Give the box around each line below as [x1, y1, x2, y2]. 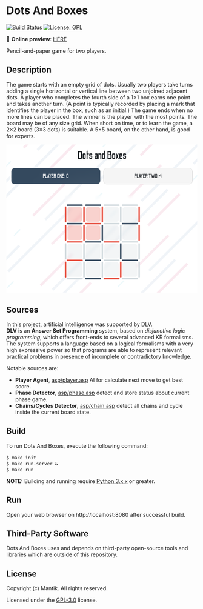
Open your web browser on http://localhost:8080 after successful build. [6, 511, 186, 518]
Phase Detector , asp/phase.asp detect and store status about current [15, 389, 190, 396]
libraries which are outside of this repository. [6, 551, 118, 558]
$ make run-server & [6, 461, 59, 467]
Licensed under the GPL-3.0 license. [6, 596, 98, 604]
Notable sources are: [6, 364, 59, 371]
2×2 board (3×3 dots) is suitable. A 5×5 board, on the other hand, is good [6, 125, 190, 133]
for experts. [6, 132, 35, 139]
